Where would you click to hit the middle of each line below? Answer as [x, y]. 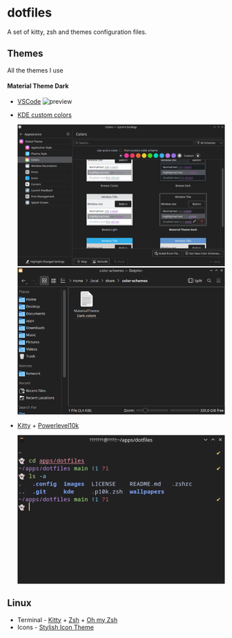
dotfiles [30, 13]
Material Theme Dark [38, 86]
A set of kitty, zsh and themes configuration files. [77, 32]
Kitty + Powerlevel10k [48, 425]
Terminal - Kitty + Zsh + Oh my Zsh [67, 619]
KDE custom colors [45, 115]
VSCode [29, 101]
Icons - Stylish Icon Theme [56, 627]
